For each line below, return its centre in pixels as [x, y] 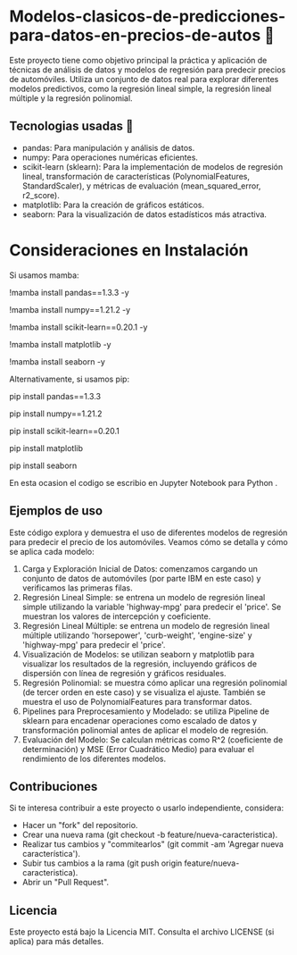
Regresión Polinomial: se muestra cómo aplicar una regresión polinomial [155, 683]
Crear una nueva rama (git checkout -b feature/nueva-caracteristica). [150, 835]
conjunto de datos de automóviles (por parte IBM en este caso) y [141, 578]
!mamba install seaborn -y [57, 361]
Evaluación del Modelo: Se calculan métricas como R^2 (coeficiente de [153, 740]
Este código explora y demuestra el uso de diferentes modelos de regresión [148, 532]
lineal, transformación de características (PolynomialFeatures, [136, 176]
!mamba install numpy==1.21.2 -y [70, 309]
